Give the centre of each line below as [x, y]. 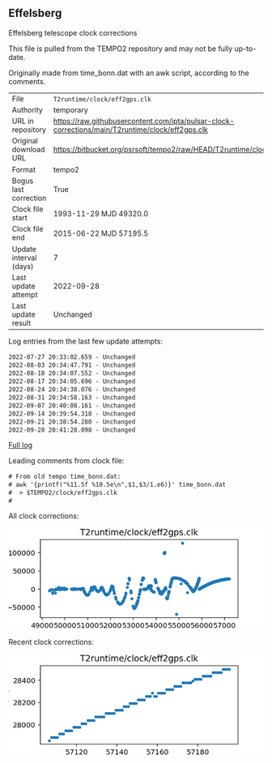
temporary [71, 109]
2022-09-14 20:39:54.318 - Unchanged [72, 413]
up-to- [245, 49]
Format [24, 169]
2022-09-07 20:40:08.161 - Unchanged [72, 405]
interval [24, 258]
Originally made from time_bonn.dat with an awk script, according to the [129, 73]
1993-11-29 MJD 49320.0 [100, 213]
